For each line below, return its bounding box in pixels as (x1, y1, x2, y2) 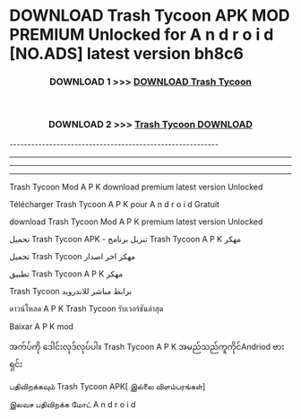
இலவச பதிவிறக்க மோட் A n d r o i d (9, 398, 136, 409)
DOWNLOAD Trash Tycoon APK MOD (9, 5, 290, 26)
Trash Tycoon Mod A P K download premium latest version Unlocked (9, 181, 263, 192)
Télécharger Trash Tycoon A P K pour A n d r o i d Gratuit (9, 198, 219, 209)
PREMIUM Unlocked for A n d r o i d (9, 24, 274, 45)
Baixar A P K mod (9, 320, 74, 332)
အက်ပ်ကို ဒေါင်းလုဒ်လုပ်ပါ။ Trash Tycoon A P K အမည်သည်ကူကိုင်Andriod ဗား (9, 341, 285, 352)
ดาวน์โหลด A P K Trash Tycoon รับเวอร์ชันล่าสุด (9, 302, 164, 314)
